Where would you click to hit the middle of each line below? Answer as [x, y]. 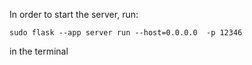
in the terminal [39, 51]
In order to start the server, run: [74, 14]
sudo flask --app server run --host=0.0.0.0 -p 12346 [126, 33]
